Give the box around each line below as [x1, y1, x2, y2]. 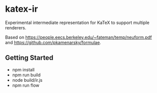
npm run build [12, 72, 41, 78]
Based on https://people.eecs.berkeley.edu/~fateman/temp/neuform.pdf [5, 34, 152, 40]
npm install [12, 67, 35, 72]
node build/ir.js [12, 77, 43, 83]
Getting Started [5, 54, 54, 62]
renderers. [5, 24, 27, 30]
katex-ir [5, 3, 38, 15]
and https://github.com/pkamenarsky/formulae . [5, 39, 101, 45]
